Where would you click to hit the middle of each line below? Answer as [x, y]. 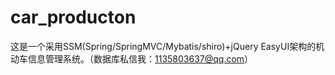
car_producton [73, 17]
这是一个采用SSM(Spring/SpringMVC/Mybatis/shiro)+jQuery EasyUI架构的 [163, 46]
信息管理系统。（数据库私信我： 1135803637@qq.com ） [140, 58]
